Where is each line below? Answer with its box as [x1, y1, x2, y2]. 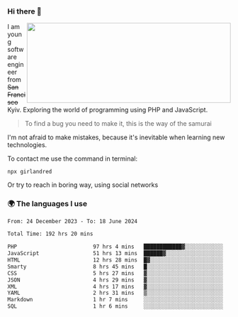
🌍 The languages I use [7, 199, 87, 209]
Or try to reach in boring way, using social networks [7, 181, 159, 189]
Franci [7, 90, 26, 99]
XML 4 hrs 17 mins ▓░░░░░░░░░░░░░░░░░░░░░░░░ [7, 283, 223, 290]
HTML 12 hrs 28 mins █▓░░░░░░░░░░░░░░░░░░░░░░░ [7, 257, 223, 264]
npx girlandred [7, 168, 52, 176]
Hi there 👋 [7, 6, 42, 16]
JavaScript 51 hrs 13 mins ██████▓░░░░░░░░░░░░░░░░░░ [7, 250, 223, 257]
